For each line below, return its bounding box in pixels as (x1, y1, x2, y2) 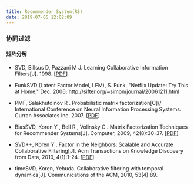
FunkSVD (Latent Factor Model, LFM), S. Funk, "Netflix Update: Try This (14, 81, 189, 88)
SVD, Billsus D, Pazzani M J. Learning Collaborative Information (14, 64, 168, 71)
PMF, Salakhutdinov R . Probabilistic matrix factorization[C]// (14, 99, 162, 106)
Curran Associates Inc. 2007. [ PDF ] (14, 111, 100, 119)
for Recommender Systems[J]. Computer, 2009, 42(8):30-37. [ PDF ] (14, 129, 179, 136)
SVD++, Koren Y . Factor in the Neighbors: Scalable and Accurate (14, 141, 173, 148)
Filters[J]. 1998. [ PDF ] (14, 70, 68, 77)
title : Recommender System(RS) (6, 8, 83, 15)
